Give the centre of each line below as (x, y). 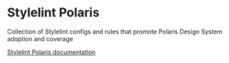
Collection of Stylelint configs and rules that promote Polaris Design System (115, 32)
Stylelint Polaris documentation (51, 52)
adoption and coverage (40, 38)
